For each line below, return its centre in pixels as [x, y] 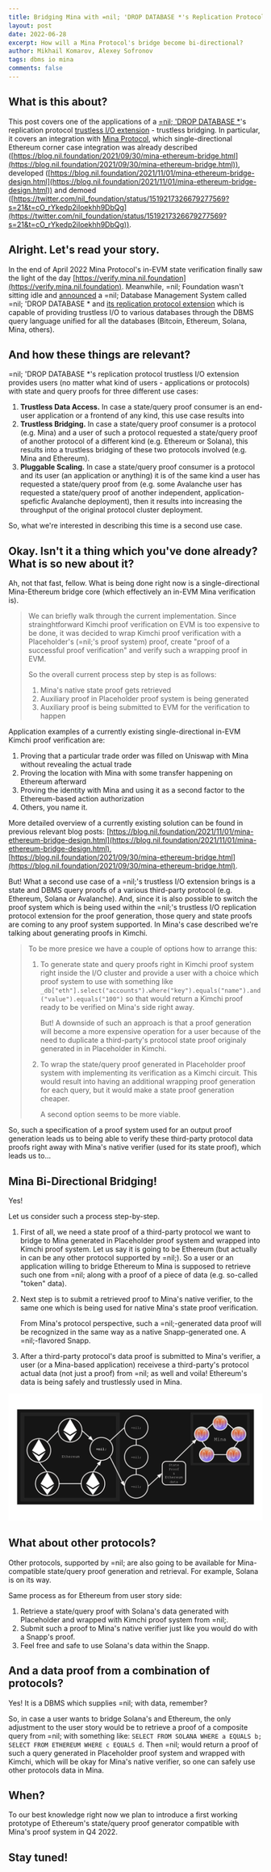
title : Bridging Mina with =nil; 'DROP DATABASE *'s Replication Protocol [137, 17]
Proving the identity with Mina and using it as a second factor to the [132, 790]
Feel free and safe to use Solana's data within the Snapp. [115, 1645]
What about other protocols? [82, 1543]
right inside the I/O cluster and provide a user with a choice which [150, 973]
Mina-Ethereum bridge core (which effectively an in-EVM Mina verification [132, 592]
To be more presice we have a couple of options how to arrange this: [142, 949]
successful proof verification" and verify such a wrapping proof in [138, 650]
